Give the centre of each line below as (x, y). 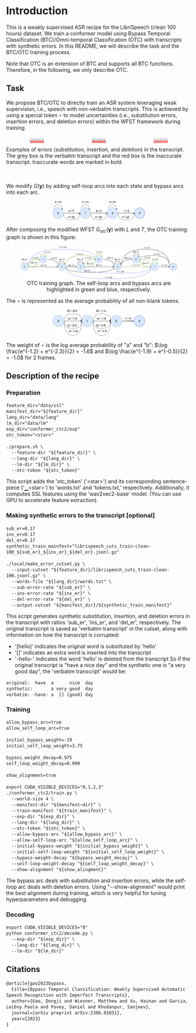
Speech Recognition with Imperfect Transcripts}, (68, 995)
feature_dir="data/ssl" (35, 406)
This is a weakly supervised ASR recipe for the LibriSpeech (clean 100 (91, 27)
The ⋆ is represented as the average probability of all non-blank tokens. (93, 301)
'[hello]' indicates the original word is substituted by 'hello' (86, 646)
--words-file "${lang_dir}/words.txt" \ (62, 582)
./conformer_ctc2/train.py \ (42, 793)
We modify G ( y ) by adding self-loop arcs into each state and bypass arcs (95, 186)
